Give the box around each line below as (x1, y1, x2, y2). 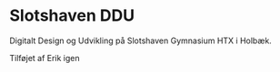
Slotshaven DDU (9, 5, 135, 26)
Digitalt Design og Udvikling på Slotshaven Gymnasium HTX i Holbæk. (9, 35, 273, 46)
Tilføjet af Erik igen (9, 52, 80, 63)
